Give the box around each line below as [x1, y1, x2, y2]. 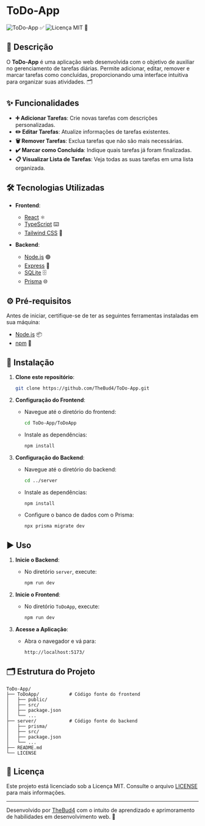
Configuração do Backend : [15, 454, 85, 461]
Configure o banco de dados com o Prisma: [24, 511, 134, 519]
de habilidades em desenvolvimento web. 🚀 [6, 813, 116, 821]
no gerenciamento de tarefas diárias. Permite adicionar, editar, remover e [6, 65, 190, 72]
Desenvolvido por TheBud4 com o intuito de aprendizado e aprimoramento [6, 806, 195, 814]
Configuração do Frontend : [15, 396, 85, 404]
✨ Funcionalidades [6, 98, 79, 109]
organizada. [15, 164, 46, 172]
